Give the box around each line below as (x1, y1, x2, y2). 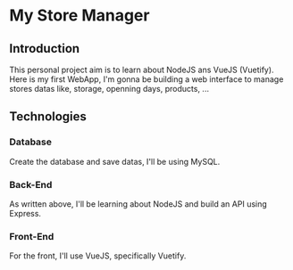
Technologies (9, 109, 88, 125)
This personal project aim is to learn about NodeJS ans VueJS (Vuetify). (9, 64, 274, 75)
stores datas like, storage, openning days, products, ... (9, 84, 210, 94)
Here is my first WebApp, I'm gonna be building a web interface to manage (9, 74, 284, 85)
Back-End (9, 178, 53, 191)
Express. (9, 208, 42, 218)
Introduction (9, 41, 80, 56)
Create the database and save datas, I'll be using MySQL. (9, 156, 221, 167)
